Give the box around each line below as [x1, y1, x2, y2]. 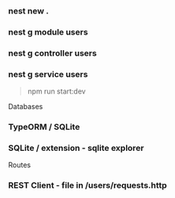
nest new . [8, 5, 49, 16]
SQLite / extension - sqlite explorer [8, 142, 144, 153]
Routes [8, 160, 32, 170]
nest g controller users [8, 47, 97, 58]
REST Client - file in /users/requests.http [8, 180, 167, 191]
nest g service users [8, 68, 88, 79]
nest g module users [8, 26, 88, 37]
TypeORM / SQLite [8, 121, 80, 132]
